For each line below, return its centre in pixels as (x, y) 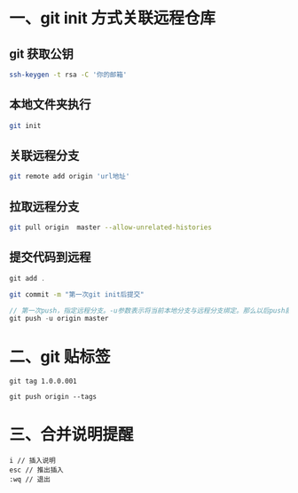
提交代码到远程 (50, 257)
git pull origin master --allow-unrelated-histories (111, 227)
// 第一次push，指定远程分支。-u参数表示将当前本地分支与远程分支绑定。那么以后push (147, 310)
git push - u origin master (59, 319)
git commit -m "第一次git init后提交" (77, 294)
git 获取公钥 (41, 54)
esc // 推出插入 (36, 470)
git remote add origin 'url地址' (70, 177)
